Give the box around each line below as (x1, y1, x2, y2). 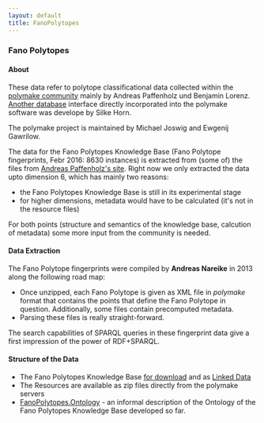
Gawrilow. (8, 131, 41, 141)
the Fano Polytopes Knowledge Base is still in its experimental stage (19, 187, 242, 196)
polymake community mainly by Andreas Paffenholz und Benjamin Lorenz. (8, 90, 251, 100)
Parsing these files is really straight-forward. (19, 312, 164, 322)
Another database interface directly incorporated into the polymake (8, 99, 228, 109)
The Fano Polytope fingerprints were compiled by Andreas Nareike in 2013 (8, 263, 253, 273)
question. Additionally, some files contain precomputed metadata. (19, 304, 235, 314)
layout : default (8, 11, 62, 20)
